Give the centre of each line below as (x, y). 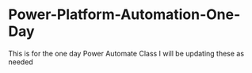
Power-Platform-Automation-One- (124, 15)
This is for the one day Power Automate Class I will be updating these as (126, 53)
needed (21, 62)
